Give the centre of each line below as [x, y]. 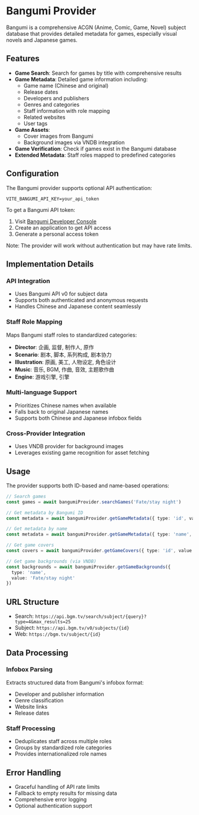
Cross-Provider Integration [46, 433]
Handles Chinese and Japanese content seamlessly [78, 306]
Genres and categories [52, 104]
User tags [36, 123]
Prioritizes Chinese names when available [65, 405]
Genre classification [39, 700]
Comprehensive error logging [51, 799]
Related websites [44, 117]
